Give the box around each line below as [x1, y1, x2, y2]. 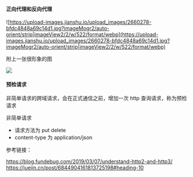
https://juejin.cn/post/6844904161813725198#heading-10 [6, 164, 144, 171]
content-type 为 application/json [14, 134, 93, 141]
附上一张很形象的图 [6, 55, 52, 62]
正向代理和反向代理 [6, 5, 52, 12]
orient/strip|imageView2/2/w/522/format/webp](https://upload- [6, 31, 159, 38]
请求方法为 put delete [14, 127, 66, 134]
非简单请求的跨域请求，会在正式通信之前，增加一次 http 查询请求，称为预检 [6, 95, 187, 102]
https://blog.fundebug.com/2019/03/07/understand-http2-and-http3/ [6, 158, 173, 165]
